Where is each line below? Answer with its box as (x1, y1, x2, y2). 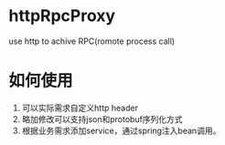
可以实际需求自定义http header (21, 102, 139, 113)
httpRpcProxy (8, 5, 116, 26)
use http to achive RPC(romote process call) (8, 36, 176, 47)
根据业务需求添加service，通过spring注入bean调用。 (21, 125, 221, 136)
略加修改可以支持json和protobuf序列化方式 (21, 113, 184, 124)
